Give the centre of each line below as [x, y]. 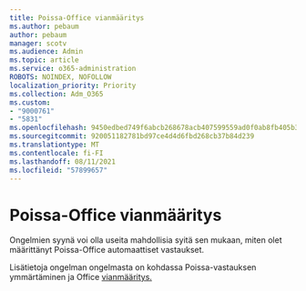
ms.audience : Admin [46, 52]
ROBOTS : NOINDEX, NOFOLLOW [61, 77]
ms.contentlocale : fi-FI [56, 153]
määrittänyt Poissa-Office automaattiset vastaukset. [107, 250]
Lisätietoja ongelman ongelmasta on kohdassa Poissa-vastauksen [133, 267]
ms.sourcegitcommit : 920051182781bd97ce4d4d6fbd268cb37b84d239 [132, 136]
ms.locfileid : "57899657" [58, 170]
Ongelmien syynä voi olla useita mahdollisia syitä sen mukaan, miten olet [146, 240]
